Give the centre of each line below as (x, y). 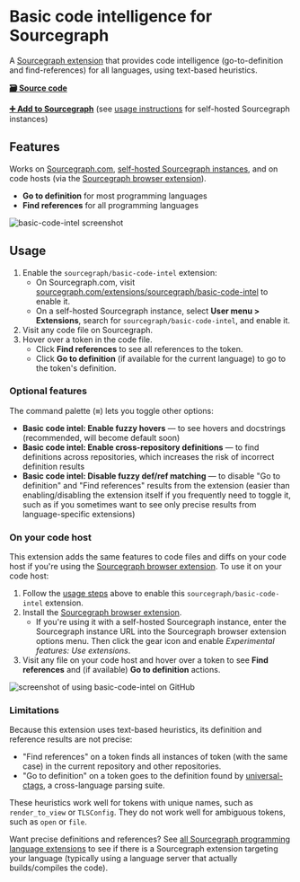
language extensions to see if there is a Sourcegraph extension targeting (144, 849)
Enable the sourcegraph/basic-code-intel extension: (119, 272)
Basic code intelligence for (111, 17)
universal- (265, 776)
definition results (53, 466)
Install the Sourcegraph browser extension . (102, 613)
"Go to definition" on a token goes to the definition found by (133, 776)
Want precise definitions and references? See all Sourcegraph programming (150, 839)
